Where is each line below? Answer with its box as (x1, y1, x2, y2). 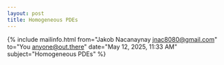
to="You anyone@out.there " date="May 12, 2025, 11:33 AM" (7, 42, 177, 51)
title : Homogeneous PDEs (7, 16, 78, 23)
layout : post (7, 10, 45, 17)
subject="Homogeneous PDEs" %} (7, 49, 107, 58)
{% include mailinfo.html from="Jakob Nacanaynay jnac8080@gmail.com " (7, 35, 218, 43)
